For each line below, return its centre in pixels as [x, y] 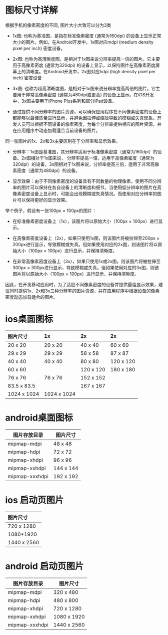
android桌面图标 [39, 418]
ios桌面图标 [29, 319]
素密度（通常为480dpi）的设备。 [46, 170]
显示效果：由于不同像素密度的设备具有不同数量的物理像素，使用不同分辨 [87, 181]
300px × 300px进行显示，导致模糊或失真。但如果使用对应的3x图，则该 [85, 267]
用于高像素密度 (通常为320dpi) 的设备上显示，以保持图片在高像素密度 [84, 65]
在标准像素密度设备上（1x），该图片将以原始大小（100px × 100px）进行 [85, 221]
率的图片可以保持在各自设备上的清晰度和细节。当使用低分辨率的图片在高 [87, 187]
